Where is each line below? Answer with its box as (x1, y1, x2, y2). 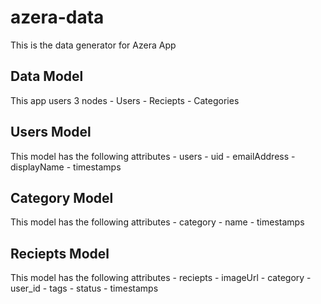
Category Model (10, 189, 114, 206)
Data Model (10, 68, 84, 85)
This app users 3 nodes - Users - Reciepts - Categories (10, 94, 240, 106)
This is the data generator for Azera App (10, 39, 177, 51)
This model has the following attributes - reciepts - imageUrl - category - (10, 272, 312, 284)
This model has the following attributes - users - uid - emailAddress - (10, 150, 296, 162)
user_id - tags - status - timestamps (10, 282, 159, 295)
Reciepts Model (10, 245, 110, 262)
